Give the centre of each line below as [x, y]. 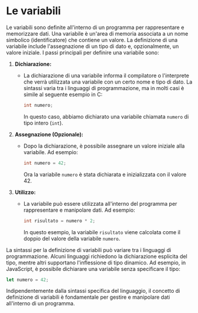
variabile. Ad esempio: [51, 152]
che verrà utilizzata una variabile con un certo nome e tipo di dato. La [108, 82]
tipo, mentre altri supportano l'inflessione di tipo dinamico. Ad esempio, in [96, 263]
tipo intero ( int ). [43, 123]
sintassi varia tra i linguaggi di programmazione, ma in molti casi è [104, 88]
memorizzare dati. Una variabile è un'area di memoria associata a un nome [97, 33]
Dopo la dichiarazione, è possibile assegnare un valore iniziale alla [104, 146]
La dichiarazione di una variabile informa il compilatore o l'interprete [106, 75]
